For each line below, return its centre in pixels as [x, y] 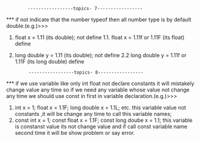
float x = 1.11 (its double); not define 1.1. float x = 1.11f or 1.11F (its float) [100, 37]
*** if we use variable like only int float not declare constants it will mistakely [100, 83]
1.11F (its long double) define [50, 61]
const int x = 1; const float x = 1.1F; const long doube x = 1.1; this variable [104, 120]
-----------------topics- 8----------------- [86, 72]
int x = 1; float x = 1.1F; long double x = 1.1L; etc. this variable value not [100, 108]
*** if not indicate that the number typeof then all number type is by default [99, 20]
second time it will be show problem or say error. [75, 133]
